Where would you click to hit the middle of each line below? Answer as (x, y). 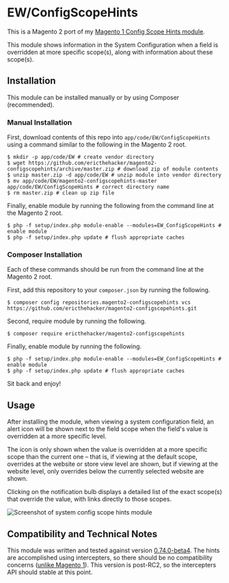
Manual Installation (40, 122)
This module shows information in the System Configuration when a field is (113, 44)
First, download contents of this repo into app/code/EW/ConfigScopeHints (109, 138)
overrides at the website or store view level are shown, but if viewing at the (113, 464)
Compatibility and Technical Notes (82, 534)
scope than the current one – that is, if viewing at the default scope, (102, 457)
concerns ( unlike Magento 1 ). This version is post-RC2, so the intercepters (112, 565)
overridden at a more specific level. (57, 437)
